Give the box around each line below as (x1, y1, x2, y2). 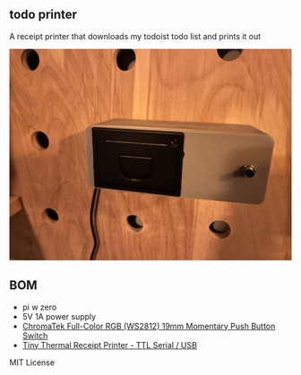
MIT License (9, 357, 56, 368)
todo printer (9, 7, 78, 22)
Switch (21, 330, 48, 341)
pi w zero (21, 302, 57, 312)
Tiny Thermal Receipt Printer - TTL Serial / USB (21, 339, 197, 350)
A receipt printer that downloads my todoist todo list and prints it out (9, 30, 262, 41)
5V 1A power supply (21, 311, 97, 321)
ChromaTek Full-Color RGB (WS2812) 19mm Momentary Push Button (21, 320, 276, 331)
